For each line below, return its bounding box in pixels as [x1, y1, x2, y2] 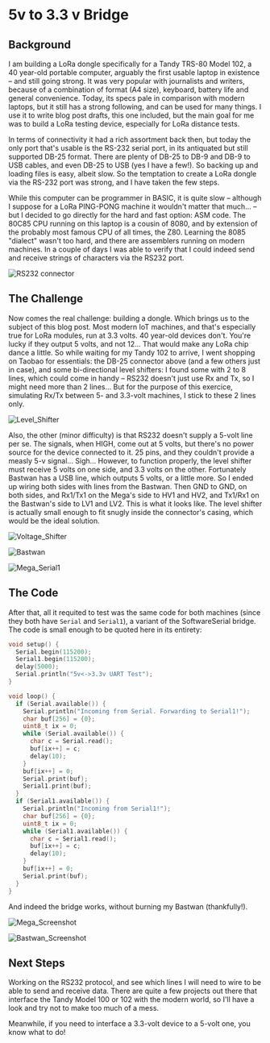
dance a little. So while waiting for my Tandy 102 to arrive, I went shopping [8, 347, 255, 357]
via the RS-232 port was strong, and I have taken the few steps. [8, 177, 220, 187]
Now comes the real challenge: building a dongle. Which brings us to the [8, 313, 250, 323]
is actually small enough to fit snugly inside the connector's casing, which [8, 507, 254, 517]
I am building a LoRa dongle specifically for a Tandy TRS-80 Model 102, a [8, 59, 252, 69]
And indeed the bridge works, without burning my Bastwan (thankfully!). [8, 901, 248, 912]
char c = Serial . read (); [29, 738, 114, 746]
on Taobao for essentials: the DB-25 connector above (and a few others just [8, 356, 260, 366]
